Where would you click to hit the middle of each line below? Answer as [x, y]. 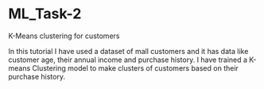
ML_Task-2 [45, 14]
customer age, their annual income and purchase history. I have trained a [128, 60]
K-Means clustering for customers [64, 36]
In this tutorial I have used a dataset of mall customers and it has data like [128, 51]
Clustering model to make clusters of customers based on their [135, 68]
